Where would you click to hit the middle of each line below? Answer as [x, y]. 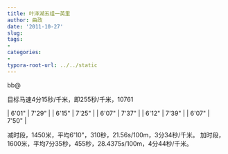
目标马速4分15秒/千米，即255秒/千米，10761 [70, 99]
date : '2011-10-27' [35, 26]
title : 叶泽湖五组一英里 [39, 14]
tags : [15, 40]
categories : [24, 53]
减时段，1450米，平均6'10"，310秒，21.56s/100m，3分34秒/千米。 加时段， [116, 135]
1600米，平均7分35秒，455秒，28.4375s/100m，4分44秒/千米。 [100, 144]
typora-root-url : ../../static [52, 65]
